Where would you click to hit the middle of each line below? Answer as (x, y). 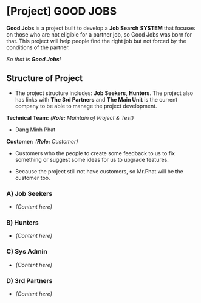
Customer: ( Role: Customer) (42, 141)
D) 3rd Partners (29, 280)
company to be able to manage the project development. (86, 106)
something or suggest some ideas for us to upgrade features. (92, 159)
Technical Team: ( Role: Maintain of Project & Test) (70, 117)
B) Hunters (22, 222)
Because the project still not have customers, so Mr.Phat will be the (99, 171)
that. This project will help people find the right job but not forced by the (96, 41)
